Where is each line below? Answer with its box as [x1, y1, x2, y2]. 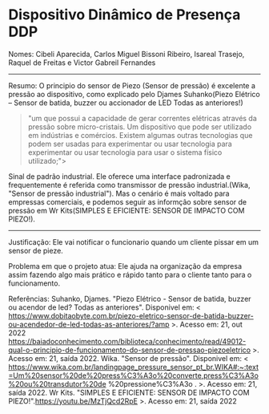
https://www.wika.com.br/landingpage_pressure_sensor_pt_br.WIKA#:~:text [8, 362, 259, 371]
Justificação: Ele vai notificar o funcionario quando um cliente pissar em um [8, 237, 259, 246]
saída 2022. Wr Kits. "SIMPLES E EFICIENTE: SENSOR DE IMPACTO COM [8, 388, 250, 397]
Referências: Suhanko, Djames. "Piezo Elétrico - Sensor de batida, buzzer [8, 294, 251, 303]
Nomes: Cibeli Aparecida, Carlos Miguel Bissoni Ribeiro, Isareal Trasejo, [8, 49, 245, 59]
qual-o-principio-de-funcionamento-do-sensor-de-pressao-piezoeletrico [8, 345, 251, 355]
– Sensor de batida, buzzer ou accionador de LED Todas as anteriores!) [8, 98, 243, 108]
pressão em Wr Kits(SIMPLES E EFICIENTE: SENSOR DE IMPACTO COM [8, 205, 245, 215]
